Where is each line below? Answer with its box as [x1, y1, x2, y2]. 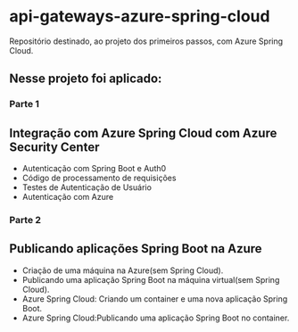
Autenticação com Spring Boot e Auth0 [21, 163, 167, 174]
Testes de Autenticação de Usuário [21, 182, 152, 193]
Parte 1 [9, 98, 40, 111]
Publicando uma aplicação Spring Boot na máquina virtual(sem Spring [21, 274, 280, 285]
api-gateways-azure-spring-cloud [9, 6, 270, 27]
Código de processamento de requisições [21, 172, 177, 184]
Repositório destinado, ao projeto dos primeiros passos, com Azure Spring [9, 36, 284, 46]
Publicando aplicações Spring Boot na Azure [9, 241, 262, 256]
